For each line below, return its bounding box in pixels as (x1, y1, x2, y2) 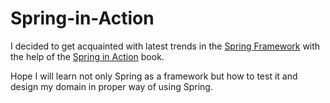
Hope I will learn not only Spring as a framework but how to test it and (10, 70, 298, 82)
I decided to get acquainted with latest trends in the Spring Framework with (10, 40, 321, 52)
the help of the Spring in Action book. (10, 50, 165, 62)
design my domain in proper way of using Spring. (10, 80, 213, 92)
